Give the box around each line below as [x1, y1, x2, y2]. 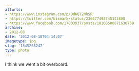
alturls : [5, 7, 23, 12]
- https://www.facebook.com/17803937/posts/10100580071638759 [5, 20, 134, 26]
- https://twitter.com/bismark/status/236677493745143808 [5, 16, 125, 21]
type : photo [5, 48, 29, 53]
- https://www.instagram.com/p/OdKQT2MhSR [5, 12, 93, 17]
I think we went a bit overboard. [5, 61, 69, 67]
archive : [5, 25, 23, 30]
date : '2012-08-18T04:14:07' [5, 35, 64, 39]
